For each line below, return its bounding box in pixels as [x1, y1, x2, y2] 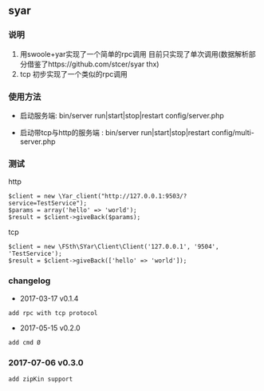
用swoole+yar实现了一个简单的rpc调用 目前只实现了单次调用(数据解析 [19, 49, 250, 58]
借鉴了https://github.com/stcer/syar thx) [26, 59, 160, 69]
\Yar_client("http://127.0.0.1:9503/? [58, 193, 187, 201]
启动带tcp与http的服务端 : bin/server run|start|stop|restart [19, 127, 210, 137]
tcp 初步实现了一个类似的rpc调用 [19, 69, 128, 78]
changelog [8, 275, 51, 286]
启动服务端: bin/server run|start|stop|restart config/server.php [19, 110, 225, 120]
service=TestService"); [8, 199, 88, 208]
